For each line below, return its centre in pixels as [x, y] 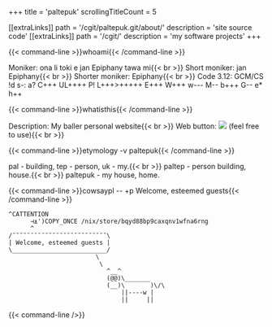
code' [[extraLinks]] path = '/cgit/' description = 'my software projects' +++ [135, 36]
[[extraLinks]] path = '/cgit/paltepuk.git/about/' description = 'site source [130, 27]
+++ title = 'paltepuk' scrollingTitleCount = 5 [82, 12]
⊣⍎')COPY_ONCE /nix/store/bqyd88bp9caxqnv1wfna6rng [119, 221]
